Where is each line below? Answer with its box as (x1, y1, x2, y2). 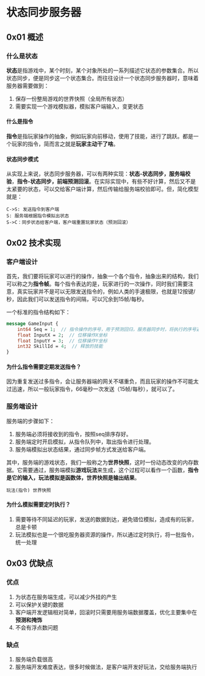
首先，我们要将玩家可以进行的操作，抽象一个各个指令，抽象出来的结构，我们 (6, 272, 199, 280)
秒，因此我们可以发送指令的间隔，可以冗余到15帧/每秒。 (6, 295, 148, 303)
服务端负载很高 (15, 655, 53, 663)
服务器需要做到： (6, 82, 49, 89)
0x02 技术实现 (6, 237, 61, 248)
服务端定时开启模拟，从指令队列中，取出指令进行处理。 (15, 438, 154, 445)
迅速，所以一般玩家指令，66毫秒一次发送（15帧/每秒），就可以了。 (11, 385, 178, 393)
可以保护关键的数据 (15, 601, 64, 608)
